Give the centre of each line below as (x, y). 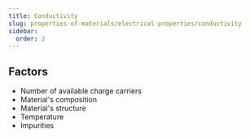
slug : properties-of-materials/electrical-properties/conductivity (125, 24)
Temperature (42, 117)
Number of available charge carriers (81, 91)
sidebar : (23, 31)
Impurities (37, 126)
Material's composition (59, 100)
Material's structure (53, 108)
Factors (29, 71)
